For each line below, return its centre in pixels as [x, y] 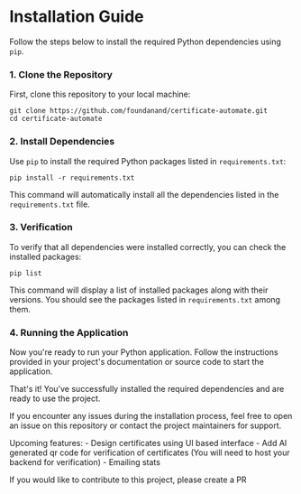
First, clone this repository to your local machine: [100, 94]
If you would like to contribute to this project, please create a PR [128, 480]
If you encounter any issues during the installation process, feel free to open [151, 416]
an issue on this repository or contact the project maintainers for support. [146, 425]
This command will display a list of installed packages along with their [139, 290]
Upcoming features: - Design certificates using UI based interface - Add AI [148, 443]
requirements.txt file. [50, 204]
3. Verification [41, 228]
